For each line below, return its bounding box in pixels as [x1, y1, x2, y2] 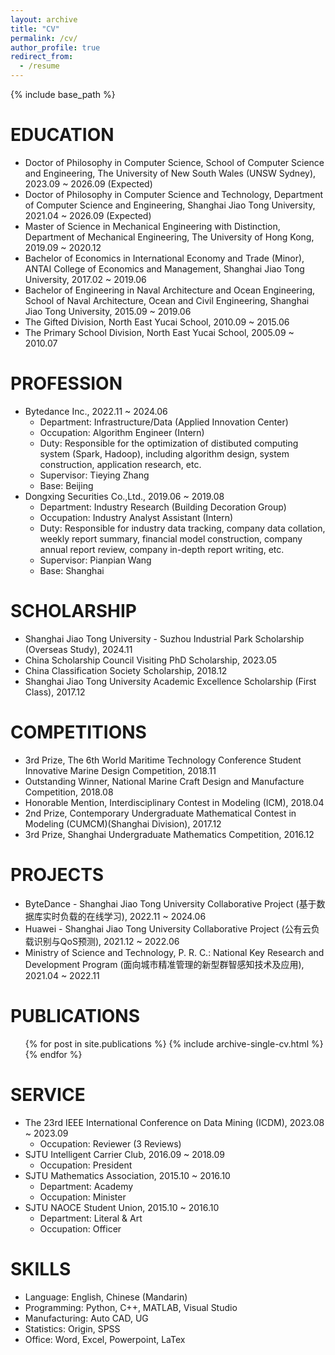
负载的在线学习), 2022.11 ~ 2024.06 [59, 910, 207, 922]
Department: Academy [39, 1180, 134, 1192]
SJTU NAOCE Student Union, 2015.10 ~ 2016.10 [24, 1201, 220, 1213]
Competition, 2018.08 [24, 786, 114, 798]
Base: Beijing [39, 479, 94, 491]
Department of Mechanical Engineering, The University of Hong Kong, [24, 231, 315, 243]
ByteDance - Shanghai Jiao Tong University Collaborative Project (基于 [24, 897, 317, 910]
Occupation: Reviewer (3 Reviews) [39, 1137, 182, 1150]
